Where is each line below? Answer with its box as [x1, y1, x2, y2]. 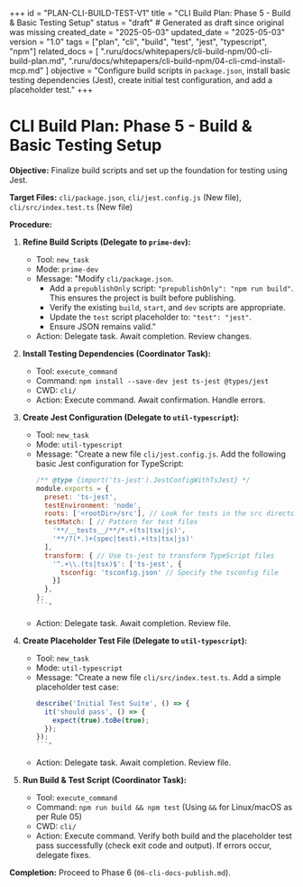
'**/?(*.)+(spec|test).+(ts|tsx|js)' [52, 534, 194, 544]
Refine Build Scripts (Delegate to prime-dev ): [22, 236, 191, 247]
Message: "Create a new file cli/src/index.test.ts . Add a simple [35, 671, 281, 682]
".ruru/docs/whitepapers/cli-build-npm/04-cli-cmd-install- [68, 56, 286, 66]
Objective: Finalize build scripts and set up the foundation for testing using [9, 164, 289, 175]
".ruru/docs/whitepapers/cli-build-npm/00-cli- [100, 46, 273, 57]
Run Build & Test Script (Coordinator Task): [22, 775, 187, 786]
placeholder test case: [35, 681, 119, 692]
